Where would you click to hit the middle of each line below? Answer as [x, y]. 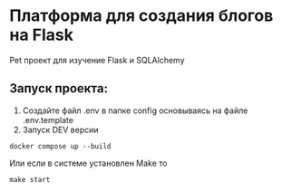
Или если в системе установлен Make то [88, 163]
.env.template [48, 120]
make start [30, 179]
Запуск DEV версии [60, 130]
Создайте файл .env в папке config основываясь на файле [135, 110]
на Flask [42, 35]
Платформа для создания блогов [141, 16]
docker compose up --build [60, 146]
